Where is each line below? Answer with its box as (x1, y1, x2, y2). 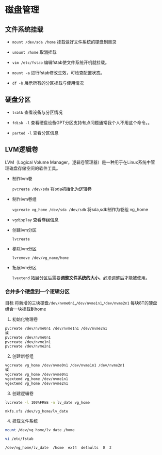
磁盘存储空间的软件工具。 (9, 165, 61, 171)
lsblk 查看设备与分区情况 (12, 109, 63, 115)
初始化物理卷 (12, 316, 38, 322)
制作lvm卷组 (12, 196, 37, 202)
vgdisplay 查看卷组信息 (12, 216, 59, 223)
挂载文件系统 (12, 418, 38, 424)
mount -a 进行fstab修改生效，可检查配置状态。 (12, 70, 105, 76)
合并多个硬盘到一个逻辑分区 (5, 288, 70, 295)
